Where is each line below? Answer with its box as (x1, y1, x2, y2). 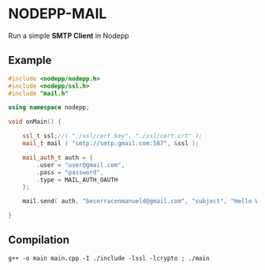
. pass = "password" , (36, 168, 104, 176)
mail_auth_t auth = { (22, 153, 93, 162)
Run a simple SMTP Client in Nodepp (8, 31, 129, 40)
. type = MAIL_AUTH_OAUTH (36, 175, 118, 184)
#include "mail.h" (8, 89, 69, 97)
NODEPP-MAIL (8, 5, 107, 23)
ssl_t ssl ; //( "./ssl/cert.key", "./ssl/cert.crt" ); (22, 132, 203, 141)
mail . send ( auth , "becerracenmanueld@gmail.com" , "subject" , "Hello (22, 197, 252, 205)
